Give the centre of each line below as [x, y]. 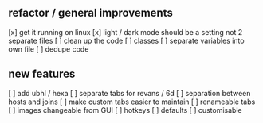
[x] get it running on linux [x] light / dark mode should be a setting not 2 [126, 32]
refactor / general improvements [90, 13]
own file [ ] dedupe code [49, 49]
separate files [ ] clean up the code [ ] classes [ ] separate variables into [126, 40]
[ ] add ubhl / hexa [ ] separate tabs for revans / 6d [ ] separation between [130, 93]
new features [42, 74]
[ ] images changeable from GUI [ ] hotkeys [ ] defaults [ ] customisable [125, 110]
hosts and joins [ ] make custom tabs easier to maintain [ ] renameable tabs [132, 102]
